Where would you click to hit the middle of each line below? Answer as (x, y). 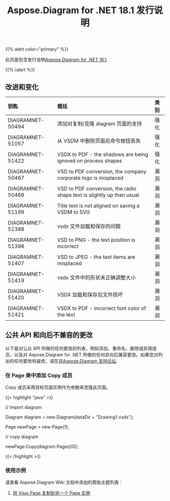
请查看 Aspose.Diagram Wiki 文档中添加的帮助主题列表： (65, 482)
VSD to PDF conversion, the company (102, 171)
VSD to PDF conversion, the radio (97, 189)
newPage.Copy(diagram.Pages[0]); (42, 447)
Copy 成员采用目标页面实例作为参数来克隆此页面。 (58, 388)
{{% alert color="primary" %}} (37, 49)
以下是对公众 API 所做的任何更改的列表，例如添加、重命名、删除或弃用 (79, 348)
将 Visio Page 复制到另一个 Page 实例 (51, 493)
